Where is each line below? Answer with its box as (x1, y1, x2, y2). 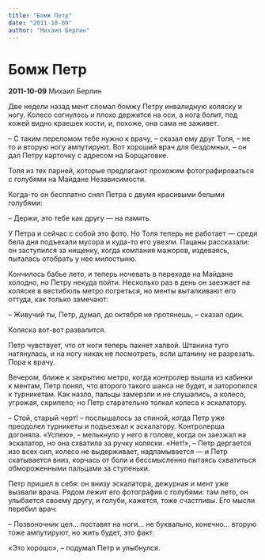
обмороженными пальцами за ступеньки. (8, 464, 150, 473)
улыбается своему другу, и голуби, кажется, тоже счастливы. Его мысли (8, 496, 256, 505)
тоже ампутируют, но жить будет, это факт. (8, 528, 154, 538)
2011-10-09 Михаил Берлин (8, 86, 102, 96)
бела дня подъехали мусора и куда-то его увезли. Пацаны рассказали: (8, 237, 250, 247)
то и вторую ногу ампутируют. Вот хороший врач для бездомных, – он (8, 142, 247, 152)
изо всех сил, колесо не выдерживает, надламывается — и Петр (8, 447, 228, 456)
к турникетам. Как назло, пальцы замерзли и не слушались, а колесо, (8, 389, 246, 399)
